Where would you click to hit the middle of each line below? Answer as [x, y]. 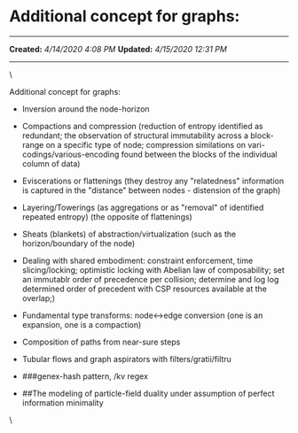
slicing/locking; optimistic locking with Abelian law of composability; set [153, 270]
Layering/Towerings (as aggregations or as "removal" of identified [143, 207]
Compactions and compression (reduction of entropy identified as [142, 126]
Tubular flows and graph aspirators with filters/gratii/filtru [127, 359]
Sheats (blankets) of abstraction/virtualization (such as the [129, 234]
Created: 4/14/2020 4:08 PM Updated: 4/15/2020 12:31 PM [118, 49]
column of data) [51, 163]
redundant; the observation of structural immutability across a [135, 135]
